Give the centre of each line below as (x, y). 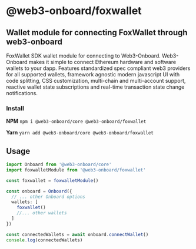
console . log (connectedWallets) (44, 240)
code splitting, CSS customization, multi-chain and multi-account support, (96, 81)
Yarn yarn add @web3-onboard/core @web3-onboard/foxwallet (80, 133)
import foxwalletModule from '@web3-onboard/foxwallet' (76, 170)
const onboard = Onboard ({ (39, 191)
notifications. (22, 93)
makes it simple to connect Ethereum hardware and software (102, 62)
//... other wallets (42, 213)
